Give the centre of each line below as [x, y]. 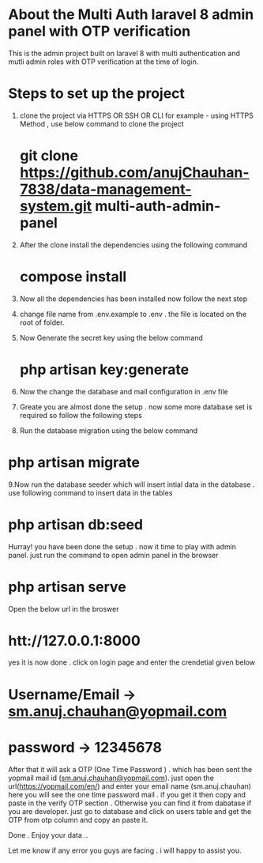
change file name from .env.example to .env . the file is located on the [133, 314]
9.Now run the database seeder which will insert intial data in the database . [131, 484]
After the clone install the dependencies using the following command [133, 245]
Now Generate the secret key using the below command [111, 337]
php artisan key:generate [104, 369]
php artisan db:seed [76, 524]
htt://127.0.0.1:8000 [74, 641]
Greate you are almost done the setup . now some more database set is [136, 407]
